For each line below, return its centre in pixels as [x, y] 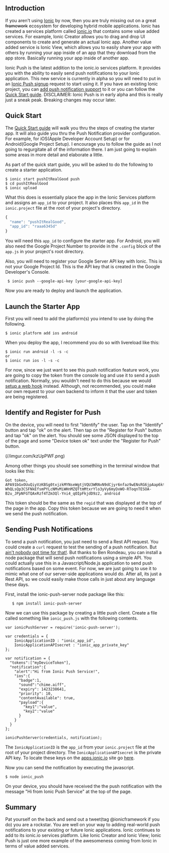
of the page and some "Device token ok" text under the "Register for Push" [83, 441]
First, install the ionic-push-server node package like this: [65, 594]
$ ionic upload [21, 188]
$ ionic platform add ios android [41, 333]
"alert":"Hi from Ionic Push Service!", [57, 672]
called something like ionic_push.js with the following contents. [72, 618]
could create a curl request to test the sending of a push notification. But [81, 547]
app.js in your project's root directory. [45, 252]
